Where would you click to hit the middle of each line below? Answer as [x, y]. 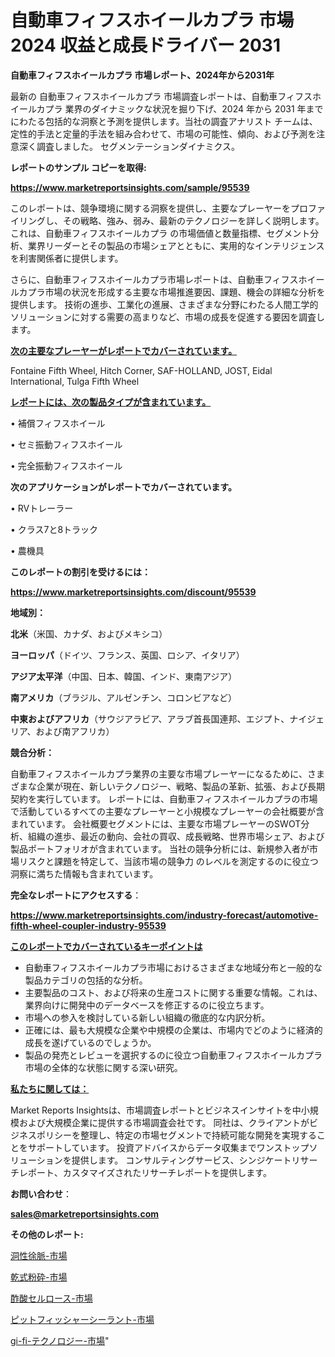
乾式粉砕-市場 [39, 1277]
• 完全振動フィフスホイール [66, 465]
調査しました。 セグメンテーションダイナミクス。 [138, 146]
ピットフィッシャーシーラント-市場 [82, 1319]
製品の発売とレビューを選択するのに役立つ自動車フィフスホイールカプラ [173, 1055]
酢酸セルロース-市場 [51, 1298]
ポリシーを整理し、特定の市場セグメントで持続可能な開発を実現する [176, 1135]
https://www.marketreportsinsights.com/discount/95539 [133, 592]
